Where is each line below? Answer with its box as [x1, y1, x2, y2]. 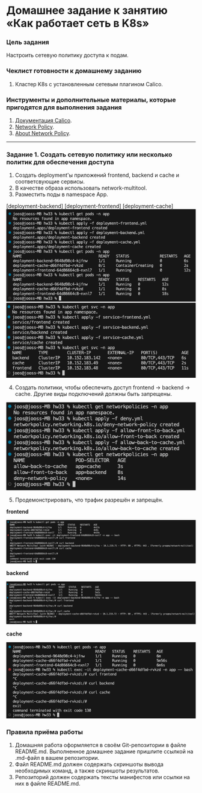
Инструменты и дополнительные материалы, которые [6, 95, 176, 104]
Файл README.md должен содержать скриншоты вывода [14, 760, 164, 768]
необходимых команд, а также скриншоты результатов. [14, 767, 160, 774]
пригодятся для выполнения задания [6, 103, 122, 112]
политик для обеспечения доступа [6, 158, 114, 166]
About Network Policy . [14, 130, 71, 137]
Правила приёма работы [6, 728, 83, 736]
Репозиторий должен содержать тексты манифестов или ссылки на [14, 773, 191, 780]
